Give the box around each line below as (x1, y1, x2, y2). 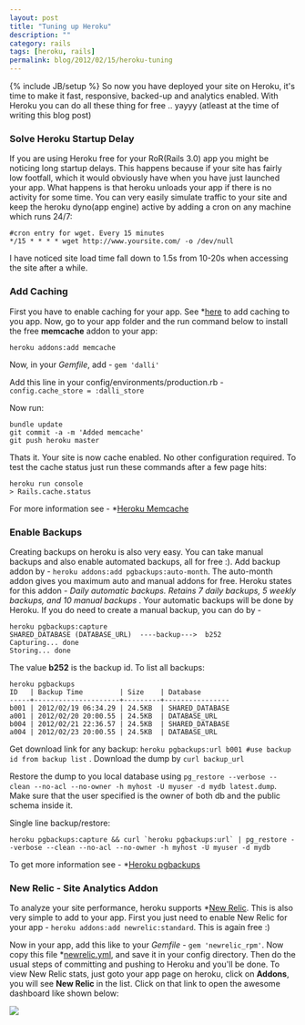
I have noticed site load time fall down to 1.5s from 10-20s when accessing (9, 252, 289, 264)
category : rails (9, 38, 71, 48)
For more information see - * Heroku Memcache (9, 503, 189, 514)
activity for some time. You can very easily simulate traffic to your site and (9, 192, 288, 203)
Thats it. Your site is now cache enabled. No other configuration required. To (9, 452, 297, 463)
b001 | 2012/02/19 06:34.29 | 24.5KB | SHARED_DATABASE (9, 703, 230, 712)
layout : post (9, 13, 59, 23)
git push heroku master (9, 436, 100, 445)
